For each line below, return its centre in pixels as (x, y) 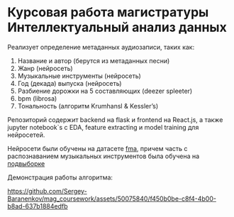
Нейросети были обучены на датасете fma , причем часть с (97, 148)
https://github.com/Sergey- (47, 191)
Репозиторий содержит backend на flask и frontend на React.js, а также (115, 119)
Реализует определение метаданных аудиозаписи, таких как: (101, 47)
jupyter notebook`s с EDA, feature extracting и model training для (103, 127)
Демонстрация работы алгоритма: (60, 177)
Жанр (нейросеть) (45, 68)
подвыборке (26, 163)
